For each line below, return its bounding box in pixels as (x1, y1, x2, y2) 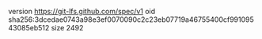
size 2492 (51, 23, 84, 32)
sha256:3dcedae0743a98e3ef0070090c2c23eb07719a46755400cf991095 (8, 15, 255, 24)
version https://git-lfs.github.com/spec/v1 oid (8, 7, 156, 16)
